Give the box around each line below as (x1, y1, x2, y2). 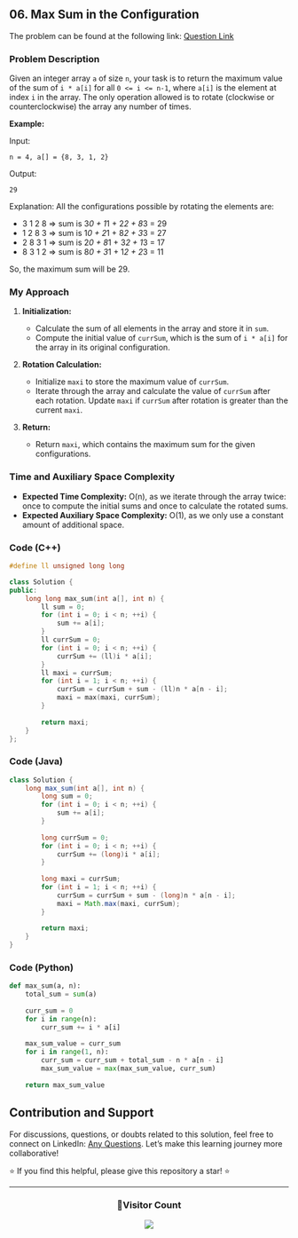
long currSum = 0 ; (41, 833, 109, 842)
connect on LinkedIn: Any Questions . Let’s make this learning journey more (9, 1138, 283, 1148)
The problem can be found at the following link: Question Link (9, 30, 234, 41)
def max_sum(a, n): (9, 982, 82, 990)
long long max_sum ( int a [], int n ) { (25, 594, 165, 603)
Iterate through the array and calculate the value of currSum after (35, 386, 271, 397)
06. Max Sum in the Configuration (9, 7, 200, 22)
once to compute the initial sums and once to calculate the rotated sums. (21, 501, 288, 511)
